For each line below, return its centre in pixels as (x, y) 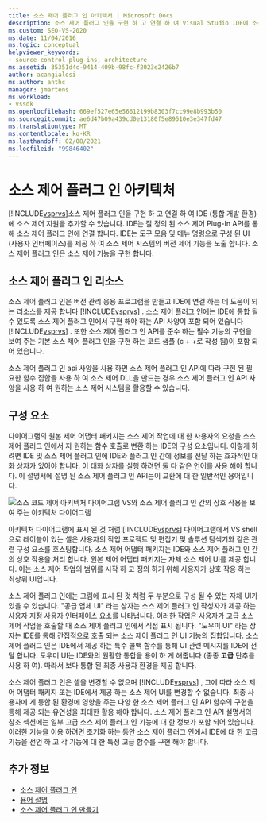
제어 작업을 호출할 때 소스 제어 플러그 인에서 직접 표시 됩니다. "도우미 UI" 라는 (128, 625)
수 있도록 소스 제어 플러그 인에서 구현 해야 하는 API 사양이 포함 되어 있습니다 (126, 322)
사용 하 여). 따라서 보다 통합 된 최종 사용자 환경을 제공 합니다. (103, 665)
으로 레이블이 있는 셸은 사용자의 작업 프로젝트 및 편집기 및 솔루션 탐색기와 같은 (129, 539)
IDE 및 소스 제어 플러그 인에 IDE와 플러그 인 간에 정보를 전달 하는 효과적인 (136, 455)
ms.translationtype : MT (48, 126)
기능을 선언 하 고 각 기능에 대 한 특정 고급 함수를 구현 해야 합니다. (108, 741)
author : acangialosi (43, 75)
